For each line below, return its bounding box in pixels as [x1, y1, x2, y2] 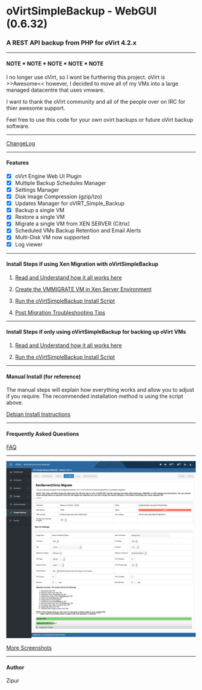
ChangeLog [6, 140, 35, 147]
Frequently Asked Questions [6, 430, 79, 438]
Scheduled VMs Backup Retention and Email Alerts [14, 227, 141, 234]
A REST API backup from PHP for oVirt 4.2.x [6, 39, 137, 47]
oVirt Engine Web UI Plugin [14, 172, 82, 180]
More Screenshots [6, 644, 52, 651]
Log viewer [14, 240, 43, 248]
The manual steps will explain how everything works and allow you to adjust [6, 386, 194, 394]
